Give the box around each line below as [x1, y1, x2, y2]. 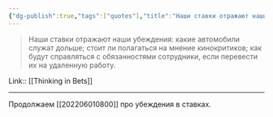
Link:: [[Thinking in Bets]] [8, 76, 93, 85]
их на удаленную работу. [28, 60, 116, 70]
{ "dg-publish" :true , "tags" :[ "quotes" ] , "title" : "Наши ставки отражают [8, 11, 249, 20]
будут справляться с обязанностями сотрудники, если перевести [28, 51, 258, 61]
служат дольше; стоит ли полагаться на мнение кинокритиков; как [28, 42, 262, 53]
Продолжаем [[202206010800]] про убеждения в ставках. [8, 99, 211, 109]
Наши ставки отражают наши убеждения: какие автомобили [28, 34, 240, 44]
